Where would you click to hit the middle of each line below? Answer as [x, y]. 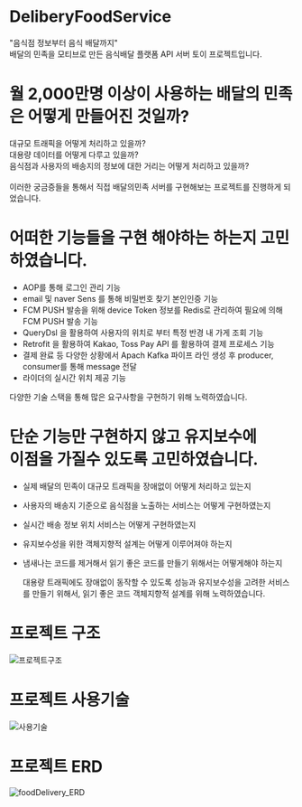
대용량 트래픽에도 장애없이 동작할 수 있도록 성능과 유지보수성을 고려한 [144, 582]
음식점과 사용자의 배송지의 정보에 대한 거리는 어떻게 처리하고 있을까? [129, 165]
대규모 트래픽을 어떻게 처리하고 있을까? [78, 143]
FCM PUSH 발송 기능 [60, 321]
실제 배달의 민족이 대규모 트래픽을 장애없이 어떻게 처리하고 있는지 [137, 486]
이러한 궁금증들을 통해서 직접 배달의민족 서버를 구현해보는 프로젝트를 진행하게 [146, 186]
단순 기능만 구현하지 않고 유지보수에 [133, 436]
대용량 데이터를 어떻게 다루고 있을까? [74, 155]
